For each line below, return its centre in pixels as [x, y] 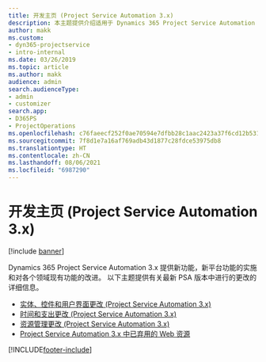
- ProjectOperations [42, 126]
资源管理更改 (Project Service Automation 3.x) [95, 324]
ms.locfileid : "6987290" [49, 170]
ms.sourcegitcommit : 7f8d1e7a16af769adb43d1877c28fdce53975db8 [115, 141]
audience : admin [35, 82]
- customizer [30, 104]
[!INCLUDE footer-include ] [50, 349]
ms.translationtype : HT [47, 148]
